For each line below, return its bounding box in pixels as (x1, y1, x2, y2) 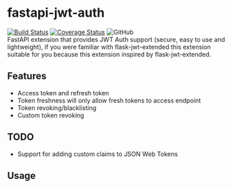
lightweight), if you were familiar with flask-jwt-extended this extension (7, 42, 211, 51)
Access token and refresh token (17, 88, 109, 97)
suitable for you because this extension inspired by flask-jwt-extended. (7, 50, 212, 58)
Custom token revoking (17, 111, 85, 119)
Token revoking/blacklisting (17, 103, 97, 112)
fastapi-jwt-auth (7, 5, 105, 21)
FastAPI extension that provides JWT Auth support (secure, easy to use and (7, 35, 225, 43)
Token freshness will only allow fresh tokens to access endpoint (17, 96, 201, 104)
